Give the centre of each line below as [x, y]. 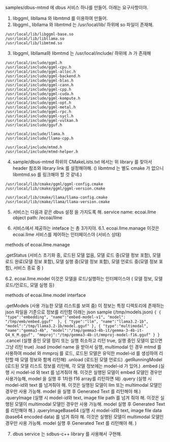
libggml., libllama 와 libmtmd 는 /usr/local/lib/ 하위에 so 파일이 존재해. [83, 25]
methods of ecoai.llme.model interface [46, 295]
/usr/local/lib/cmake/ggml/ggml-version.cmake [55, 188]
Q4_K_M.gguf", [20, 335]
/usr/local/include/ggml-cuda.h [39, 94]
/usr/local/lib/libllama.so [35, 39]
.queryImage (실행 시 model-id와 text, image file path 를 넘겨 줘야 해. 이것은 [82, 398]
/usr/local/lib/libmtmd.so [34, 43]
